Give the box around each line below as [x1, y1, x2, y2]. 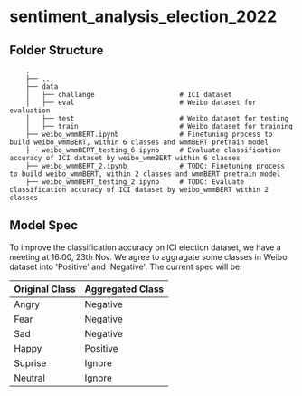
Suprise [14, 356, 47, 369]
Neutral [14, 372, 45, 384]
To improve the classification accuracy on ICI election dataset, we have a [9, 242, 282, 253]
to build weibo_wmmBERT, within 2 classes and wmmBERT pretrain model [9, 169, 281, 179]
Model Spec [9, 217, 79, 233]
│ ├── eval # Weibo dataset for [25, 98, 257, 107]
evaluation [9, 106, 51, 115]
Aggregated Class [84, 283, 165, 295]
